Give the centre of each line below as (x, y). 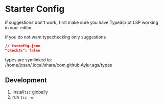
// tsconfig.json (23, 46)
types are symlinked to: (29, 60)
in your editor (19, 27)
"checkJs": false (23, 50)
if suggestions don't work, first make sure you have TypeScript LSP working (81, 22)
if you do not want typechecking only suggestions (56, 37)
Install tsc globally (30, 92)
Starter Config (35, 9)
